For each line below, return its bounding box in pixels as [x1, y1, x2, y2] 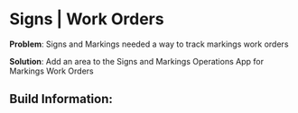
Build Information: [9, 91, 113, 107]
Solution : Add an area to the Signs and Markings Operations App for [9, 56, 265, 66]
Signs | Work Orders [9, 9, 164, 30]
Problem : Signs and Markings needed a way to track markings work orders [9, 39, 289, 49]
